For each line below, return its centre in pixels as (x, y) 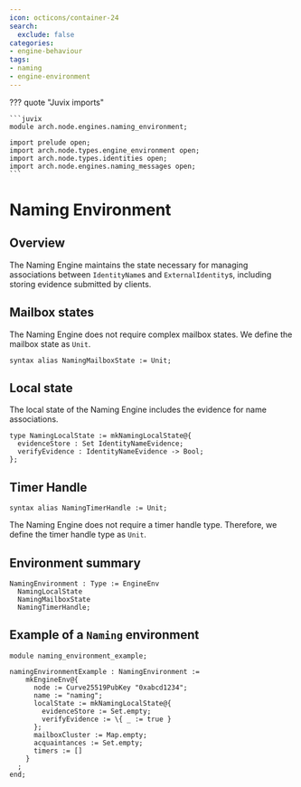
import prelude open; (50, 142)
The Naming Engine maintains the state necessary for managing (129, 265)
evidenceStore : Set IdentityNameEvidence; (100, 444)
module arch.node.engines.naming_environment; (99, 126)
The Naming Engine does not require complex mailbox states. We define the (151, 334)
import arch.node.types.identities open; (89, 158)
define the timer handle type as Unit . (78, 535)
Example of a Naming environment (104, 635)
